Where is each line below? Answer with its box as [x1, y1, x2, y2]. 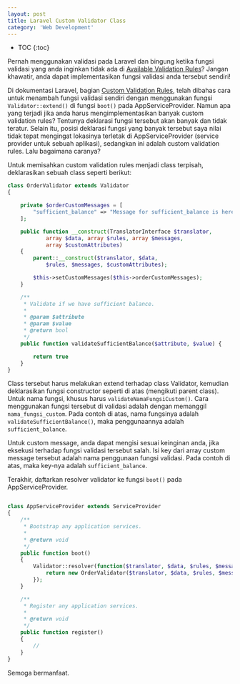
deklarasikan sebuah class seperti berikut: [7, 169, 132, 177]
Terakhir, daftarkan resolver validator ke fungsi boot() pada [7, 475, 182, 484]
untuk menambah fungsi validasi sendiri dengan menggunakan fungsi [7, 94, 213, 102]
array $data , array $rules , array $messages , [45, 234, 184, 242]
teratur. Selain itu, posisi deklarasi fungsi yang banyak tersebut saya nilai [7, 124, 221, 133]
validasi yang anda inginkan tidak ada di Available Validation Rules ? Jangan [7, 65, 229, 74]
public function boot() [20, 550, 91, 557]
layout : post [7, 10, 46, 18]
